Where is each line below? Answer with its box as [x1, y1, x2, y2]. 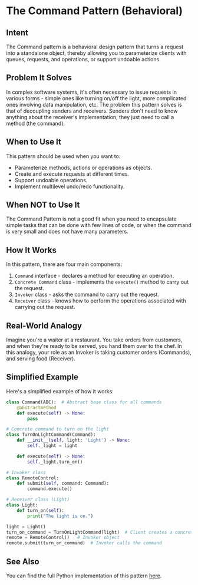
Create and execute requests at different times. [14, 170, 130, 178]
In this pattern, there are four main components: [6, 261, 123, 268]
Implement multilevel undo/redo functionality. [14, 183, 125, 190]
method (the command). [6, 120, 65, 127]
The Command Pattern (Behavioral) [6, 4, 183, 18]
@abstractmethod [16, 405, 57, 410]
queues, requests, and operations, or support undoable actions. [6, 56, 161, 63]
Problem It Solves [6, 73, 72, 83]
